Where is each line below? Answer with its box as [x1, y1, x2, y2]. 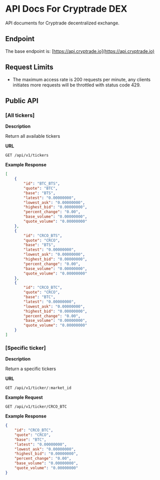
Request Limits [5, 63, 54, 72]
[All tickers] [5, 111, 35, 118]
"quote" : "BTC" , [23, 186, 58, 191]
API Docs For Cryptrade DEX [5, 3, 128, 15]
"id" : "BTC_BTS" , [23, 181, 60, 186]
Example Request [5, 395, 43, 401]
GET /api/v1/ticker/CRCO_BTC [5, 404, 67, 409]
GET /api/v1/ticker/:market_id [5, 385, 72, 391]
